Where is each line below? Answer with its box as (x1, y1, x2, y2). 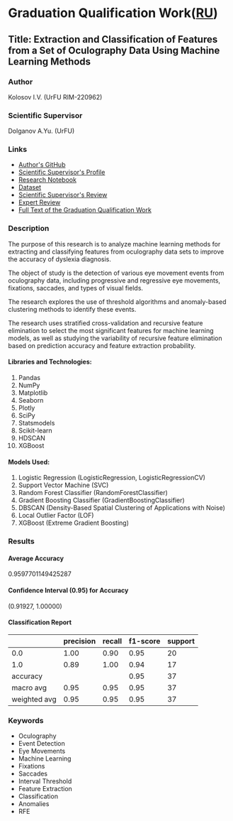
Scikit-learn (18, 426, 52, 435)
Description (8, 224, 50, 234)
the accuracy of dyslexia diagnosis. (8, 254, 112, 263)
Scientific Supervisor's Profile (18, 168, 106, 177)
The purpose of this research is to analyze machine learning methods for (8, 239, 221, 248)
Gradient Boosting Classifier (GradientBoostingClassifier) (18, 496, 185, 505)
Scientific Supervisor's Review (18, 190, 108, 200)
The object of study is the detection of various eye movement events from (8, 268, 225, 277)
